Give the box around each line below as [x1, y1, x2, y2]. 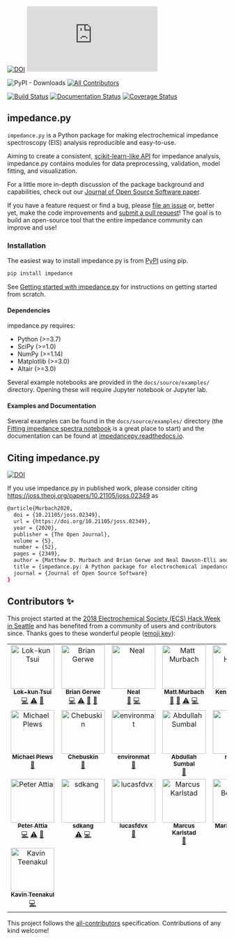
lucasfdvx [119, 822, 148, 830]
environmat [117, 753, 150, 761]
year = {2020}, [13, 524, 58, 531]
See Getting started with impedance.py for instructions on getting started [7, 282, 217, 291]
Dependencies [7, 306, 51, 314]
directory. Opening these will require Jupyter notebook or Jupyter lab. [7, 386, 208, 394]
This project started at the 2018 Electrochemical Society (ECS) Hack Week [7, 614, 221, 623]
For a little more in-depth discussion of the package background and [7, 180, 204, 188]
